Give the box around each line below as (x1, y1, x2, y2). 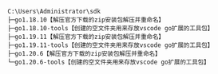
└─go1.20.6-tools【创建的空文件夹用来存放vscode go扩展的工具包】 (7, 58, 210, 66)
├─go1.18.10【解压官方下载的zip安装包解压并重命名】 (7, 16, 165, 24)
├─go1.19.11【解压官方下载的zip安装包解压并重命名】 (7, 33, 165, 41)
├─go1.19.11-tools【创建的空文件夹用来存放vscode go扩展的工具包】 (7, 41, 214, 49)
